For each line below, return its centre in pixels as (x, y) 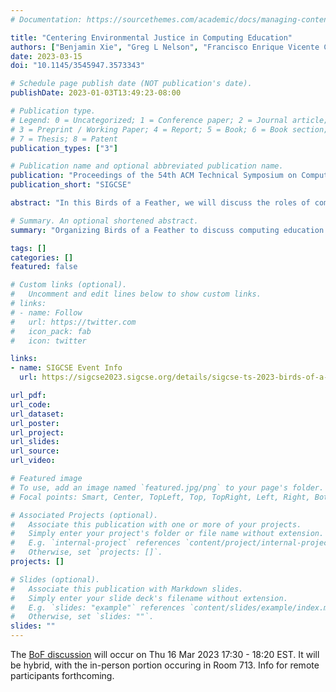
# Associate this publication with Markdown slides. (127, 589)
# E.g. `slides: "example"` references (98, 607)
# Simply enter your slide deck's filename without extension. (149, 598)
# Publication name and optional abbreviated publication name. (147, 166)
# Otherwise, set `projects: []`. (86, 552)
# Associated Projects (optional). (84, 515)
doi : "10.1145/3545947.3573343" (77, 66)
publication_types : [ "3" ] (64, 148)
